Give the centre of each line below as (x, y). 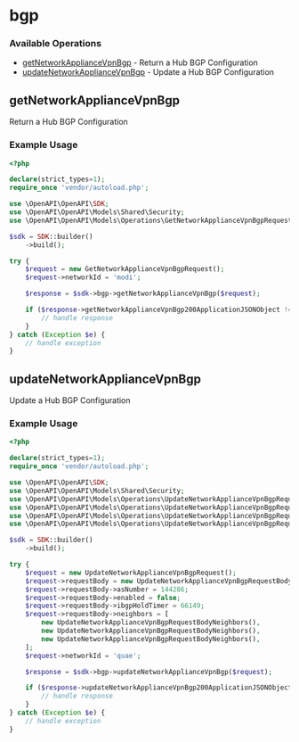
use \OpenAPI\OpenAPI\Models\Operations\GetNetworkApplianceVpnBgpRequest (151, 220)
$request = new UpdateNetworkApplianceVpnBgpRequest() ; (131, 573)
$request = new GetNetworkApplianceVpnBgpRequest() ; (125, 269)
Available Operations (56, 44)
